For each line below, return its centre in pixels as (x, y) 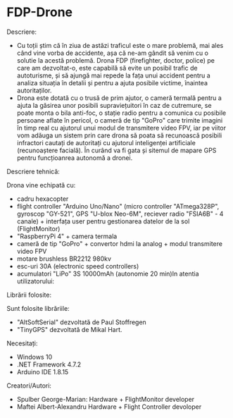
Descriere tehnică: (33, 171)
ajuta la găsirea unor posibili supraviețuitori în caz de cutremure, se (114, 105)
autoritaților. (34, 90)
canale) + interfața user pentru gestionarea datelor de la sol (103, 221)
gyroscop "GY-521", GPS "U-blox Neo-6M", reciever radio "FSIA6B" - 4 (120, 214)
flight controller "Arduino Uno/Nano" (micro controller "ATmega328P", (118, 206)
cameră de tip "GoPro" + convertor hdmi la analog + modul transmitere (120, 243)
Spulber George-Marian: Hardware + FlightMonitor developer (106, 399)
